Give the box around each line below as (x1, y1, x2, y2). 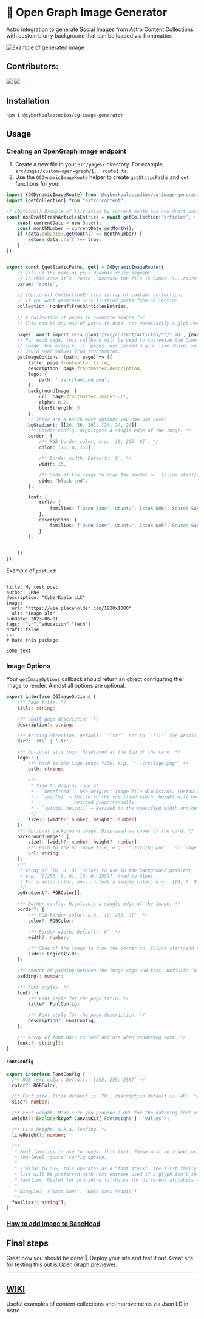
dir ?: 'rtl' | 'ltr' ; (17, 738, 72, 744)
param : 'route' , (17, 281, 59, 287)
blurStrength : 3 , (38, 405, 83, 411)
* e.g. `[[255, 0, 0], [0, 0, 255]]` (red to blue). (19, 873, 156, 879)
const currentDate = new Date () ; (17, 220, 102, 226)
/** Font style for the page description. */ (28, 1012, 146, 1019)
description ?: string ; (17, 722, 75, 728)
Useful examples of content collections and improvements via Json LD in (6, 1300, 189, 1307)
